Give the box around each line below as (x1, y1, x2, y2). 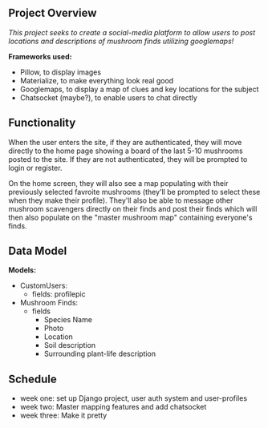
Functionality (8, 116, 76, 130)
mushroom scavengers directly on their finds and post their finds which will (8, 204, 258, 213)
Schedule (8, 372, 58, 386)
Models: (8, 265, 37, 275)
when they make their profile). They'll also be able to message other (8, 196, 233, 205)
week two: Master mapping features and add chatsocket (19, 402, 207, 412)
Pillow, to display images (19, 67, 102, 77)
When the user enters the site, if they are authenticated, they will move (8, 137, 242, 147)
